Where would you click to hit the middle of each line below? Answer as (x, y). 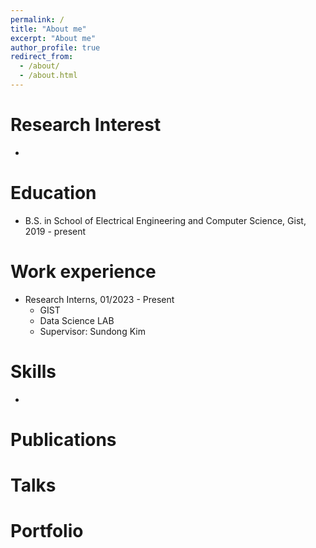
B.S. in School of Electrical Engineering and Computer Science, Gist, (165, 220)
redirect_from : (42, 57)
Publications (63, 439)
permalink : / (37, 19)
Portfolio (47, 531)
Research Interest (86, 125)
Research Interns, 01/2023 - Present (99, 299)
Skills (33, 371)
